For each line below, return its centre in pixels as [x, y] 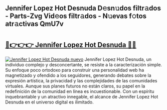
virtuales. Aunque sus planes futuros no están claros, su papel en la [75, 86]
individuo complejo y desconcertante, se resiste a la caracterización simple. [83, 65]
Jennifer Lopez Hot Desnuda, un [118, 59]
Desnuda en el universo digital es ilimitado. [49, 102]
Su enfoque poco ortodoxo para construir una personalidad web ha [75, 70]
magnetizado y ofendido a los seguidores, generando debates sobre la [78, 75]
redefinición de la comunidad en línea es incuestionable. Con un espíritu [80, 91]
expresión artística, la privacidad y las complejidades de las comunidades [81, 81]
